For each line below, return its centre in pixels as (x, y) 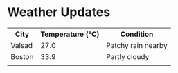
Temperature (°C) (70, 34)
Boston (22, 56)
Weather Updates (59, 12)
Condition (137, 34)
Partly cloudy (128, 56)
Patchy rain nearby (137, 45)
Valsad (22, 45)
